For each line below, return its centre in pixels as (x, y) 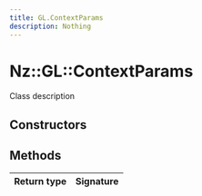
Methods (35, 156)
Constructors (48, 125)
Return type (40, 181)
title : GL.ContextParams (56, 18)
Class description (42, 96)
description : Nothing (50, 26)
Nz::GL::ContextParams (101, 71)
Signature (97, 181)
